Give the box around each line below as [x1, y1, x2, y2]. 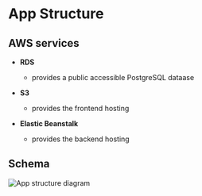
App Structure [8, 5, 104, 23]
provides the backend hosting [31, 134, 130, 144]
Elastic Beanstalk [19, 119, 79, 128]
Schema [8, 157, 50, 171]
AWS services [8, 37, 80, 50]
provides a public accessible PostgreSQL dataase [31, 73, 195, 82]
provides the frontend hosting [31, 104, 130, 113]
